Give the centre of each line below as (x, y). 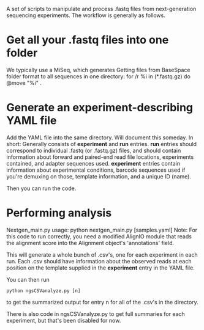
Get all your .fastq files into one (88, 40)
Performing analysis (59, 213)
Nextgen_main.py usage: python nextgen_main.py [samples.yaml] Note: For (102, 230)
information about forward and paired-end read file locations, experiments (100, 157)
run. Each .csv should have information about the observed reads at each (99, 261)
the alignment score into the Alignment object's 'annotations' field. (90, 243)
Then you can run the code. (41, 188)
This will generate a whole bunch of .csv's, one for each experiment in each (102, 255)
